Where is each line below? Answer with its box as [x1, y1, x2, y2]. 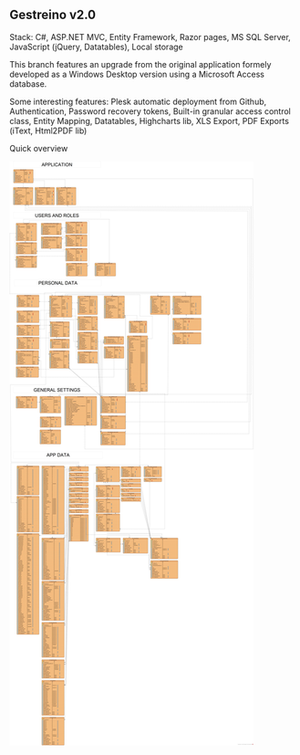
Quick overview [9, 142, 68, 153]
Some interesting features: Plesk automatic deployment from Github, [9, 96, 267, 107]
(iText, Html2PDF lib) [9, 125, 88, 136]
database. [9, 78, 47, 89]
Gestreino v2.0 [9, 7, 97, 23]
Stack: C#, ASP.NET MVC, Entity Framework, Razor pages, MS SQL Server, [9, 31, 292, 42]
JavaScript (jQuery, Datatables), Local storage [9, 41, 184, 52]
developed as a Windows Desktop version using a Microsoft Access [9, 68, 265, 79]
